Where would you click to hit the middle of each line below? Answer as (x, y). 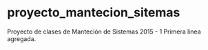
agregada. (22, 38)
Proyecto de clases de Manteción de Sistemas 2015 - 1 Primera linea (104, 32)
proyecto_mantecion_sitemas (94, 13)
